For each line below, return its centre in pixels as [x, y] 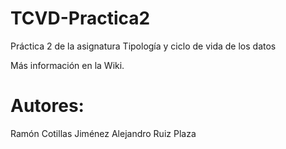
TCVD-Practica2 [80, 18]
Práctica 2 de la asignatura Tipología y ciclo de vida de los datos [143, 46]
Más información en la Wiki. [67, 65]
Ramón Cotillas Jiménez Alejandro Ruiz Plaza [103, 133]
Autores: [47, 106]
